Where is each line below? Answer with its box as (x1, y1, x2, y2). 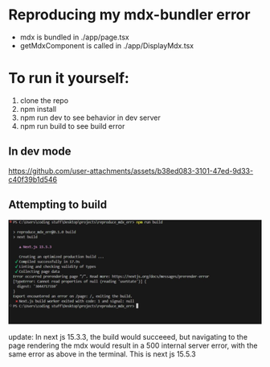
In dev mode (8, 145, 72, 159)
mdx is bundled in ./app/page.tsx (19, 32, 130, 42)
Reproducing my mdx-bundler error (8, 6, 251, 24)
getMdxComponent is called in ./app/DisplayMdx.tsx (19, 40, 194, 50)
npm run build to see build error (19, 121, 125, 130)
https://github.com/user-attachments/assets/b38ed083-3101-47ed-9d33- (8, 166, 254, 175)
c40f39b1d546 (8, 175, 58, 184)
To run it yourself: (8, 69, 130, 88)
